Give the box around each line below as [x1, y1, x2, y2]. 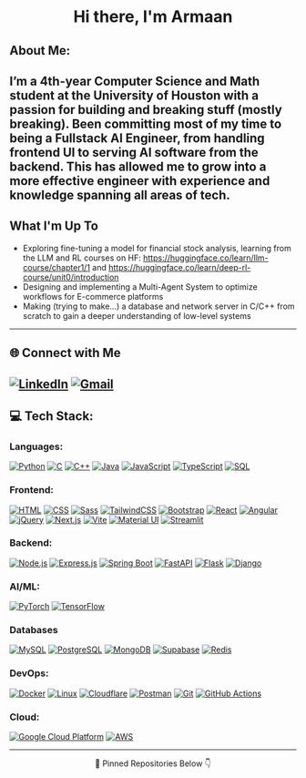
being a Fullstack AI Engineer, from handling [9, 130, 265, 146]
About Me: [9, 43, 71, 58]
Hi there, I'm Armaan [73, 6, 233, 27]
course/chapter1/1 [22, 261, 91, 272]
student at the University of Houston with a [9, 87, 260, 103]
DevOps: [9, 667, 49, 680]
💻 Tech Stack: [9, 408, 94, 424]
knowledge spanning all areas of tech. [9, 187, 230, 202]
